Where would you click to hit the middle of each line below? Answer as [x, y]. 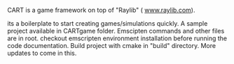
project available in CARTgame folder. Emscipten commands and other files [116, 31]
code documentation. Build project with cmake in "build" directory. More [111, 46]
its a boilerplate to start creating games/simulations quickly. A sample [108, 23]
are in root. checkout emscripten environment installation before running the [117, 38]
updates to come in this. [42, 53]
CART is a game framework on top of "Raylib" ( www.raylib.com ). [101, 10]
